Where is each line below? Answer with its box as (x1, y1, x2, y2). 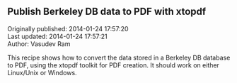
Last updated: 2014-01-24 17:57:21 (7, 32, 108, 40)
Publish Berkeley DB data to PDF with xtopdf (7, 6, 207, 18)
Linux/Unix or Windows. (7, 68, 77, 77)
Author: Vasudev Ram (7, 39, 71, 48)
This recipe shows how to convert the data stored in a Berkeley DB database (7, 53, 231, 62)
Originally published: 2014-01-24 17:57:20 (7, 24, 129, 33)
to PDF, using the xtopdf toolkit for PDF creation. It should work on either (7, 60, 219, 70)
